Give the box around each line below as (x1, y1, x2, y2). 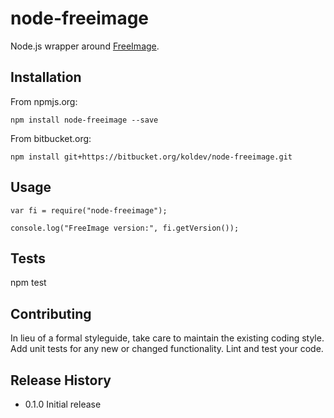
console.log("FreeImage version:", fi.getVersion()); (10, 223, 240, 233)
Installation (10, 69, 82, 86)
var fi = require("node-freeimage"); (10, 205, 168, 216)
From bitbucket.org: (10, 132, 92, 144)
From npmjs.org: (10, 95, 78, 107)
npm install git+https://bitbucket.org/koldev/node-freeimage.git (10, 152, 293, 162)
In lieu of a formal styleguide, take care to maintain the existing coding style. (10, 332, 325, 344)
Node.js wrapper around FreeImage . (10, 40, 160, 52)
